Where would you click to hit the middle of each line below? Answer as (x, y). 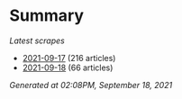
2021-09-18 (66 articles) (68, 67)
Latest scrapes (37, 40)
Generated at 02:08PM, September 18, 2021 (91, 85)
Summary (46, 16)
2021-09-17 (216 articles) (69, 58)
